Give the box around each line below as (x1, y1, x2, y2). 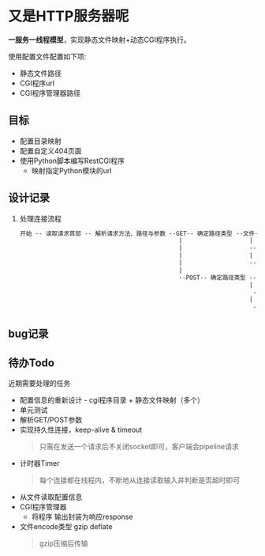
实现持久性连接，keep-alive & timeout (19, 425, 143, 435)
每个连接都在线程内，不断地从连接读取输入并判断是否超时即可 (39, 475, 241, 485)
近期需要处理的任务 (8, 379, 71, 388)
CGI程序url (19, 78, 55, 88)
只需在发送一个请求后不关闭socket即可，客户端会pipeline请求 (39, 442, 239, 452)
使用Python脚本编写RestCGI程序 (19, 156, 125, 165)
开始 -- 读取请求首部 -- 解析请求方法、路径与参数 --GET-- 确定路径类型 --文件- (19, 229, 259, 237)
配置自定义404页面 (19, 146, 82, 155)
